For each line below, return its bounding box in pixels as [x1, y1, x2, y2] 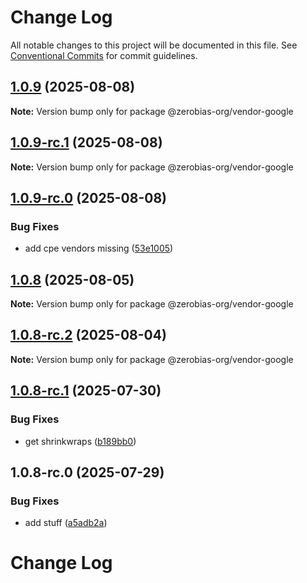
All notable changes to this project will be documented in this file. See [10, 39, 298, 51]
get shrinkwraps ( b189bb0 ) [24, 435, 137, 447]
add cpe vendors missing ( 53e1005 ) [24, 242, 174, 255]
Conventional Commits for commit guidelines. [10, 49, 198, 61]
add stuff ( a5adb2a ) [24, 517, 108, 529]
